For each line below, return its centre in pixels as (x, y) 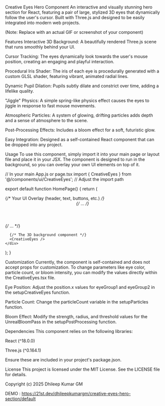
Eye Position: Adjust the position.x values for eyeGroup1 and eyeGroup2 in (80, 287)
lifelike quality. (20, 91)
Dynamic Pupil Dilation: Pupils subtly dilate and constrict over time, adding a (82, 86)
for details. (16, 374)
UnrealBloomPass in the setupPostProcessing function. (61, 322)
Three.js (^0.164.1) (23, 350)
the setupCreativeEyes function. (38, 292)
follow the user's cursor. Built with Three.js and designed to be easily (75, 17)
